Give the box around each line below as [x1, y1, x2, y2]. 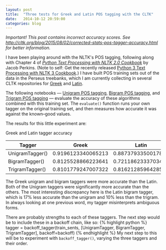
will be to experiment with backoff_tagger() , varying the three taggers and [5, 235, 157, 241]
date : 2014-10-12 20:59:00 [5, 16, 66, 21]
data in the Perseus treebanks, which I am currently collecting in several [5, 75, 152, 81]
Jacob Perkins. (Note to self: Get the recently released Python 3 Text [5, 65, 146, 71]
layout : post [5, 7, 33, 12]
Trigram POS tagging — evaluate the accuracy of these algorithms [5, 95, 140, 101]
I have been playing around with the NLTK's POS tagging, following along [5, 55, 154, 61]
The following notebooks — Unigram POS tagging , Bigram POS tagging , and [5, 90, 160, 96]
